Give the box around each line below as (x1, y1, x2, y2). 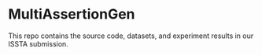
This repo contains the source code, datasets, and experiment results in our (8, 31, 254, 40)
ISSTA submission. (8, 39, 68, 48)
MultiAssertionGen (8, 5, 135, 23)
